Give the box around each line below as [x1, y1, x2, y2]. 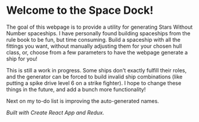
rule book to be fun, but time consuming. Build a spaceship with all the [6, 36, 181, 43]
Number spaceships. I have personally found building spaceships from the [6, 29, 191, 36]
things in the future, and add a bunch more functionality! [6, 86, 146, 93]
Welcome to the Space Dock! [6, 4, 154, 17]
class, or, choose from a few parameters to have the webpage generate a [6, 48, 188, 56]
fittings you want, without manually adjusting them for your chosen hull [6, 42, 182, 50]
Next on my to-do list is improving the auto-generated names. [6, 97, 159, 105]
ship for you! [6, 55, 38, 62]
